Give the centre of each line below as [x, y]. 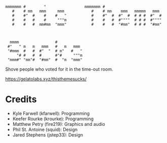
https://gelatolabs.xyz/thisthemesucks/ [46, 79]
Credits [21, 99]
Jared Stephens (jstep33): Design [48, 135]
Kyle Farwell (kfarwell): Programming [51, 113]
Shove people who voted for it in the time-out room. [59, 69]
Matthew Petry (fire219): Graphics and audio [59, 124]
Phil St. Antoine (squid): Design [45, 129]
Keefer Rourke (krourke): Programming [53, 119]
